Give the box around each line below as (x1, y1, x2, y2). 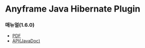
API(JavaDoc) (12, 38, 41, 44)
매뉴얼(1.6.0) (5, 22, 35, 29)
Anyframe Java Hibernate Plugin (5, 3, 141, 15)
